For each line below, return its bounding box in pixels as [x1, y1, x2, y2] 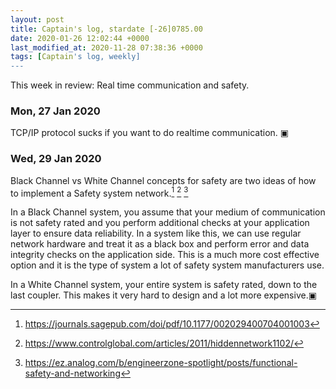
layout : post [10, 14, 65, 25]
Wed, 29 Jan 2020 [10, 152, 102, 166]
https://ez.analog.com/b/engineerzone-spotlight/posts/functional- [24, 357, 298, 369]
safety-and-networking [24, 367, 121, 380]
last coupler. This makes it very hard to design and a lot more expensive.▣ [10, 289, 317, 301]
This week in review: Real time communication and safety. [10, 79, 250, 91]
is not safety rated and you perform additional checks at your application [10, 217, 310, 229]
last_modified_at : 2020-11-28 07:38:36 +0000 [10, 42, 203, 53]
